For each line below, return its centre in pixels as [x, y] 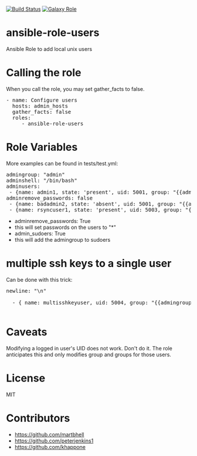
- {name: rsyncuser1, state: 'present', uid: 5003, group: [96, 210]
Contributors [38, 418]
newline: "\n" [26, 291]
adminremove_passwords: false [50, 198]
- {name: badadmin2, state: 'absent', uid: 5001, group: [93, 204]
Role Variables [42, 147]
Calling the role [44, 73]
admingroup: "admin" [36, 174]
